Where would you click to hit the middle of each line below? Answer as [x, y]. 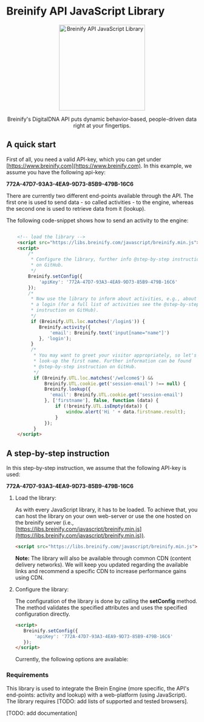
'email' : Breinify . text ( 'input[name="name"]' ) [110, 333]
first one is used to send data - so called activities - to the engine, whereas [100, 202]
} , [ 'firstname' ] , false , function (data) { [102, 401]
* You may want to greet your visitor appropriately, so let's [115, 356]
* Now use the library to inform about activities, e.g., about [114, 299]
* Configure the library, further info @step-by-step [100, 259]
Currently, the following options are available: [72, 659]
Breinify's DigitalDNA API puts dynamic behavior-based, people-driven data [102, 119]
